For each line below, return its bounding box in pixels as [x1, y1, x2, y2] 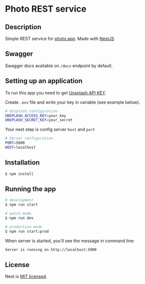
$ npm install [5, 171, 34, 176]
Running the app [5, 185, 56, 193]
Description [5, 23, 41, 31]
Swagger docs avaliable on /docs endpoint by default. [5, 62, 113, 69]
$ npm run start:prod [5, 229, 49, 234]
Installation [5, 158, 40, 167]
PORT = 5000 [5, 140, 25, 146]
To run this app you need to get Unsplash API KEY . [5, 90, 107, 95]
